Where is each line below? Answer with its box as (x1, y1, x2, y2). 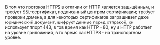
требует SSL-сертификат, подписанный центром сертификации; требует (5, 9, 155, 15)
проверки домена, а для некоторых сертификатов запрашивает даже (5, 14, 149, 20)
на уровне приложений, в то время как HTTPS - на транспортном (5, 30, 142, 35)
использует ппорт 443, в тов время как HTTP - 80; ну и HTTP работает (5, 24, 152, 30)
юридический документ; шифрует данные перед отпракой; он (5, 19, 134, 25)
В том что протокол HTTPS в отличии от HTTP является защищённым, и (5, 4, 154, 10)
